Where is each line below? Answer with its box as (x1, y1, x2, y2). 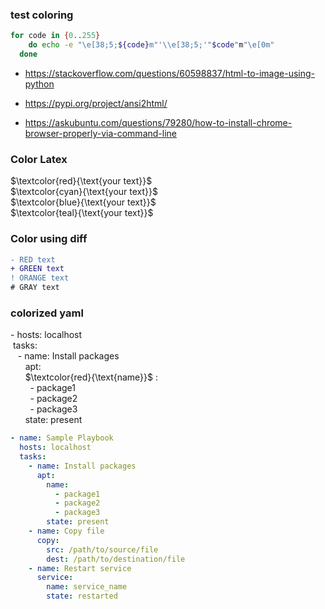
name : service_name (46, 582, 128, 592)
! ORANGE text (10, 273, 70, 283)
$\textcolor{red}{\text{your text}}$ (10, 175, 153, 187)
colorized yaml (10, 306, 84, 320)
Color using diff (10, 232, 88, 246)
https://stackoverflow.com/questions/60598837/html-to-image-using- (24, 67, 316, 79)
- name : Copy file (28, 526, 105, 537)
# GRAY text (10, 283, 60, 293)
